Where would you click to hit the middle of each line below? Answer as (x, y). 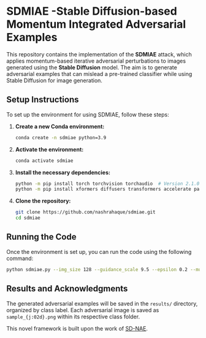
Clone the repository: (43, 201)
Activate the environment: (49, 149)
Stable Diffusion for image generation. (55, 80)
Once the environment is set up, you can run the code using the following (99, 252)
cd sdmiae (28, 218)
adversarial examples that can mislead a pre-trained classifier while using (99, 74)
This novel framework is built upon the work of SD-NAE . (77, 328)
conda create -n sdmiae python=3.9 (61, 137)
